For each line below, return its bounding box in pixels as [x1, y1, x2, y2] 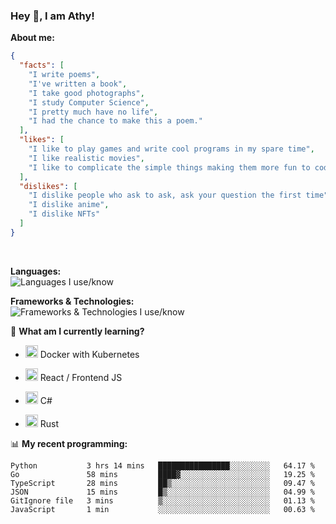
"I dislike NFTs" [28, 209, 101, 219]
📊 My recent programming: [10, 437, 128, 449]
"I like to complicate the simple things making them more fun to [28, 162, 311, 173]
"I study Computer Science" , [28, 97, 150, 108]
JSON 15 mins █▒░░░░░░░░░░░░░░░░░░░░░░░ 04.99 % [10, 487, 315, 497]
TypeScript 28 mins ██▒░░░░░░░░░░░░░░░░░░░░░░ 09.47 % [10, 478, 315, 488]
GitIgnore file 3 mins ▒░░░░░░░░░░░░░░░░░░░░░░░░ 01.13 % [10, 495, 315, 506]
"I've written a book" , [28, 79, 128, 89]
